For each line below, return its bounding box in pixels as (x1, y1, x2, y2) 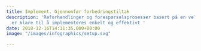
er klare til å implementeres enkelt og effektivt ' (11, 20, 146, 26)
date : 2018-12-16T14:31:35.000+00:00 (6, 25, 100, 31)
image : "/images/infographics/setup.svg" (6, 31, 111, 37)
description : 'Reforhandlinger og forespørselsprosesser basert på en (6, 14, 186, 20)
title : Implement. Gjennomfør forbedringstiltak (6, 8, 130, 15)
